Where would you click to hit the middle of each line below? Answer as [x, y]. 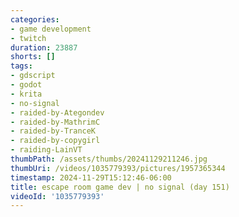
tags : [21, 66]
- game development [51, 29]
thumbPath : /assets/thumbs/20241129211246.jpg [109, 159]
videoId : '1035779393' [57, 196]
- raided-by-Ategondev [57, 112]
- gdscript [33, 76]
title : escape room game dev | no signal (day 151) [120, 187]
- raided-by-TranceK [53, 131]
